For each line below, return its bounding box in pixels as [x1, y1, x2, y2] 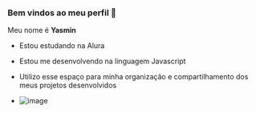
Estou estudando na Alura [18, 41, 105, 50]
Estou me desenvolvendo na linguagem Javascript [18, 56, 186, 67]
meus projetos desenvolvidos [18, 80, 117, 91]
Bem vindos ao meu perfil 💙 [7, 7, 117, 18]
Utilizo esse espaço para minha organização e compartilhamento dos [18, 72, 249, 82]
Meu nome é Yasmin [7, 26, 77, 35]
